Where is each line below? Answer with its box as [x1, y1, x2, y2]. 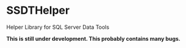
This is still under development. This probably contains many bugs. [6, 35, 181, 42]
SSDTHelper [6, 4, 70, 17]
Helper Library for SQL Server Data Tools [6, 23, 110, 31]
